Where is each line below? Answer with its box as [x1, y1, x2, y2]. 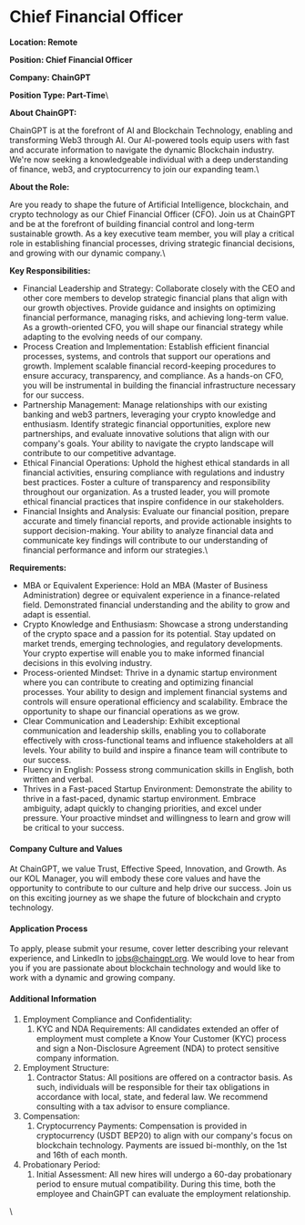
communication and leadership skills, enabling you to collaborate [22, 725, 267, 736]
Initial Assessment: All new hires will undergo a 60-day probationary [36, 1168, 292, 1179]
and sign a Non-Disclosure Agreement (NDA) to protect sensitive [36, 1043, 280, 1054]
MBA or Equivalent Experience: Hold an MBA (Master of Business [22, 579, 269, 590]
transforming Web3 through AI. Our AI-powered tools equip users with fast [9, 134, 290, 145]
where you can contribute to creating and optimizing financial [22, 677, 254, 688]
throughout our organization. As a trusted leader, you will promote [22, 486, 270, 497]
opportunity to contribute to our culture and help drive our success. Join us [9, 883, 292, 894]
